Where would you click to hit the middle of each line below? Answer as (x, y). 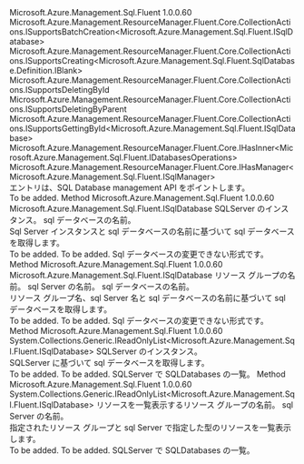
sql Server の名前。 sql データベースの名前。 (111, 287)
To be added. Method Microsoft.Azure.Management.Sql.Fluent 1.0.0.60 (142, 198)
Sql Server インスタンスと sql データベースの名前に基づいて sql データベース (152, 231)
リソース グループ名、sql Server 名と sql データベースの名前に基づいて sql (147, 298)
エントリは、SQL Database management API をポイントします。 (130, 187)
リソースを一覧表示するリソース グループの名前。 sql (194, 405)
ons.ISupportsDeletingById (60, 90)
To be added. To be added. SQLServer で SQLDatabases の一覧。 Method (147, 374)
